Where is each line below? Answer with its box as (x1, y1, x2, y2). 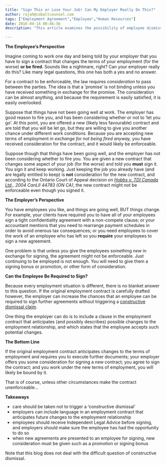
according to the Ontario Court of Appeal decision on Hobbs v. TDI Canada (5, 177, 159, 183)
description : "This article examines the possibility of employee (5, 26, 145, 31)
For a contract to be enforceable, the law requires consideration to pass (5, 79, 152, 85)
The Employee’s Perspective (5, 44, 65, 50)
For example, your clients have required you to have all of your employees (5, 212, 156, 218)
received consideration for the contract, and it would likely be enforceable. (5, 141, 157, 147)
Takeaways (5, 394, 29, 400)
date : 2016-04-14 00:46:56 (5, 21, 61, 26)
